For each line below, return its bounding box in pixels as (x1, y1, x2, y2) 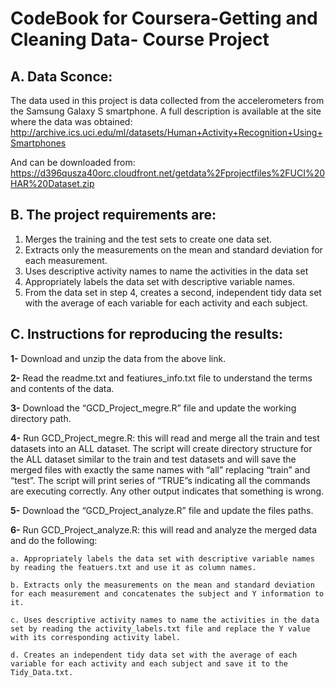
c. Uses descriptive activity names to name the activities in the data (10, 615, 320, 625)
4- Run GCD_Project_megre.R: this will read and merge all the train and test (10, 432, 320, 444)
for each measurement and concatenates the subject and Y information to (10, 588, 325, 599)
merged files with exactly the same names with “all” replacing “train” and (10, 463, 311, 476)
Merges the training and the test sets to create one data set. (24, 233, 272, 245)
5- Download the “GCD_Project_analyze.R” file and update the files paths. (10, 504, 314, 516)
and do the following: (10, 534, 98, 546)
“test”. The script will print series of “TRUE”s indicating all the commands (10, 474, 311, 486)
